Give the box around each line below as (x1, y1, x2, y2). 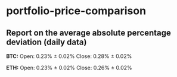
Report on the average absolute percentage (6, 28, 172, 38)
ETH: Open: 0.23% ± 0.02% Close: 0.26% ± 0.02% (6, 64, 132, 71)
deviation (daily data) (6, 37, 87, 47)
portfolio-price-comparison (6, 4, 147, 18)
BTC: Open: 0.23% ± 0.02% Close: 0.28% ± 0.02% (6, 53, 132, 60)
